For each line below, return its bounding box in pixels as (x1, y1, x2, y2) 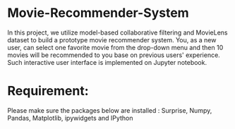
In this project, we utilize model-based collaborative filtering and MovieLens (7, 28, 228, 37)
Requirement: (7, 83, 90, 99)
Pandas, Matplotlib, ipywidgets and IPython (7, 113, 133, 122)
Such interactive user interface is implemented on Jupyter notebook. (7, 58, 207, 66)
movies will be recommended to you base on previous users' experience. (7, 51, 220, 59)
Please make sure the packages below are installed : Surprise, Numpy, (7, 106, 212, 114)
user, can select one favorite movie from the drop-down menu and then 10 (7, 43, 224, 51)
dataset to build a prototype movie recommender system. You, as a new (7, 35, 217, 44)
